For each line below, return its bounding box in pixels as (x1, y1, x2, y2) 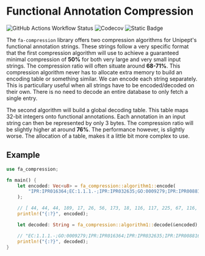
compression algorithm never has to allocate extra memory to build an (6, 68, 183, 76)
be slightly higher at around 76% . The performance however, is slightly (6, 126, 185, 133)
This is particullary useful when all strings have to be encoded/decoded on (6, 81, 195, 89)
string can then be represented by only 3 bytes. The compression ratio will (6, 119, 194, 126)
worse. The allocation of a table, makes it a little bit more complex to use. (6, 132, 190, 140)
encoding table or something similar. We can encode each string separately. (6, 75, 198, 82)
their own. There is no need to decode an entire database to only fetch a (6, 88, 188, 95)
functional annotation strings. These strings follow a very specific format (6, 43, 189, 50)
